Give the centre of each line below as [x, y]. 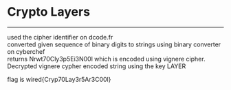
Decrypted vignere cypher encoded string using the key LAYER [97, 66]
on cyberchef [26, 51]
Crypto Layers [49, 12]
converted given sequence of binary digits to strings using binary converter [114, 44]
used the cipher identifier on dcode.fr [60, 37]
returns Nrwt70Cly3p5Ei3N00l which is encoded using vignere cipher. [106, 59]
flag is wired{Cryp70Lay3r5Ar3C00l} [59, 79]
